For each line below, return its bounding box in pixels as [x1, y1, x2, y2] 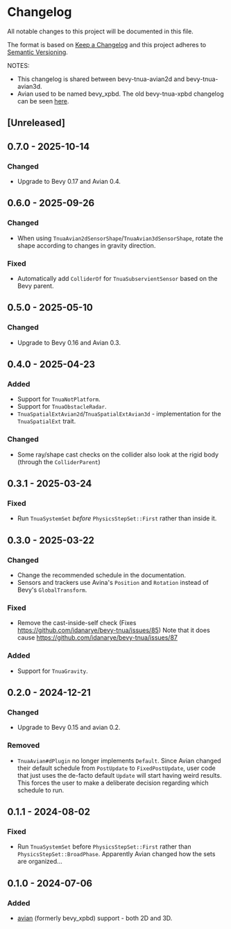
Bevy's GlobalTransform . [17, 586, 87, 594]
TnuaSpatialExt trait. [17, 417, 76, 425]
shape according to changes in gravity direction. [17, 241, 156, 250]
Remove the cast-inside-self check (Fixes [17, 619, 137, 627]
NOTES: [7, 61, 30, 69]
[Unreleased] [7, 117, 66, 129]
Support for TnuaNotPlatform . [17, 395, 101, 403]
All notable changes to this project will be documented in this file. [7, 27, 194, 35]
